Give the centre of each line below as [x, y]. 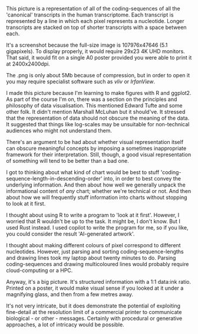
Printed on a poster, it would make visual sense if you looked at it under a [95, 288]
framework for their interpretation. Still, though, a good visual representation [99, 155]
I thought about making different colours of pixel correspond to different [93, 245]
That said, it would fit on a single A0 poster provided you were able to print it [99, 58]
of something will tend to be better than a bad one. [67, 161]
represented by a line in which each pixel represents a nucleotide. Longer [95, 21]
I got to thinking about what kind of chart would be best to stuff [83, 172]
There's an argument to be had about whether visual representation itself [95, 142]
